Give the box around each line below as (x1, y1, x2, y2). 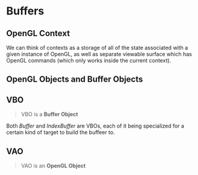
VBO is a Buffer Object (20, 111, 78, 118)
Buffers (6, 4, 45, 18)
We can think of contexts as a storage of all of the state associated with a (6, 44, 188, 51)
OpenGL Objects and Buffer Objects (6, 74, 143, 85)
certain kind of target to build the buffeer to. (6, 129, 116, 136)
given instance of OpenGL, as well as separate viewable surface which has (6, 51, 193, 58)
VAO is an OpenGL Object (20, 162, 86, 170)
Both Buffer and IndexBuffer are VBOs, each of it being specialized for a (6, 122, 185, 130)
